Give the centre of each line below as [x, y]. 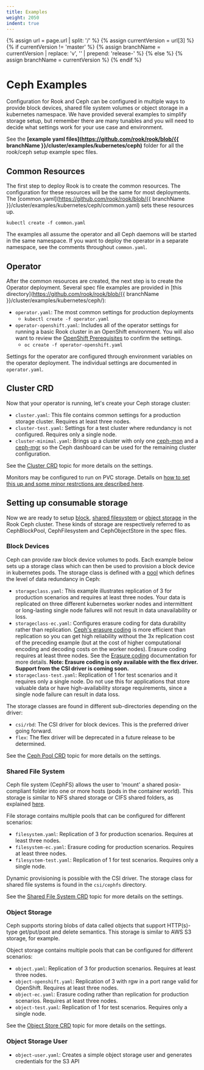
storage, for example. [33, 938]
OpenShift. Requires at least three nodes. [67, 988]
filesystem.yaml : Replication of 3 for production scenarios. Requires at [104, 834]
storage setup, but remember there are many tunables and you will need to [100, 121]
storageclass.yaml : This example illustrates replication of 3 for [93, 591]
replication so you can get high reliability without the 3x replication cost [105, 636]
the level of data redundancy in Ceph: [54, 579]
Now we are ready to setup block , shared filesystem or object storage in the [101, 518]
